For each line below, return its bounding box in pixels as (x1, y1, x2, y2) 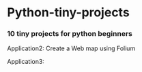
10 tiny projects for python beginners (7, 29, 133, 39)
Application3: (7, 58, 44, 66)
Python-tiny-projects (7, 5, 130, 20)
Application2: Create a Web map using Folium (7, 44, 136, 52)
